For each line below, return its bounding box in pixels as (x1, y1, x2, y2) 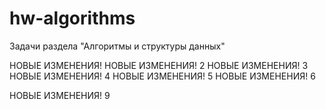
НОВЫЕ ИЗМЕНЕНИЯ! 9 (9, 89, 111, 101)
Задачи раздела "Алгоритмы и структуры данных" (9, 40, 226, 52)
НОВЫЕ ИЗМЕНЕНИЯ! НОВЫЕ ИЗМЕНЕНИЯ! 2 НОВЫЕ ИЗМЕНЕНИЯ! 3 (9, 59, 309, 71)
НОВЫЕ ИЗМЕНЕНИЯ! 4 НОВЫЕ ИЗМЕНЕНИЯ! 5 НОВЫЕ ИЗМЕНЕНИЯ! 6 (9, 70, 316, 82)
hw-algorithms (9, 7, 136, 30)
